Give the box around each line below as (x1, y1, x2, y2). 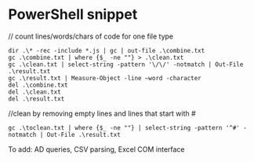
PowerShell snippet (8, 6, 138, 24)
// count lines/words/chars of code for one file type (8, 31, 174, 41)
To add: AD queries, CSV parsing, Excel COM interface (8, 144, 186, 154)
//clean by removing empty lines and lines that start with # (8, 109, 196, 118)
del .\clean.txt (8, 88, 61, 96)
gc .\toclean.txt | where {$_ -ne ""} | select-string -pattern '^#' (8, 123, 241, 131)
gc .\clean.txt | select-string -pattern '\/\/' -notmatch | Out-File (8, 61, 244, 68)
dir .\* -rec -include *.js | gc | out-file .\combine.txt (8, 46, 205, 54)
